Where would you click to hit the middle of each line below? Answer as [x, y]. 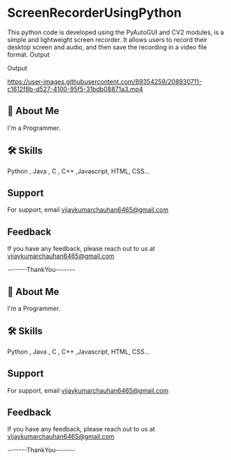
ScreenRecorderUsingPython [94, 13]
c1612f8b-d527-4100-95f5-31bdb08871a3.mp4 [75, 89]
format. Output [29, 55]
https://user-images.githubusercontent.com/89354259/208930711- [105, 81]
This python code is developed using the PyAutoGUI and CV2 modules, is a [115, 32]
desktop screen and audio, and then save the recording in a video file [107, 47]
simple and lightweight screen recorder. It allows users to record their [107, 39]
